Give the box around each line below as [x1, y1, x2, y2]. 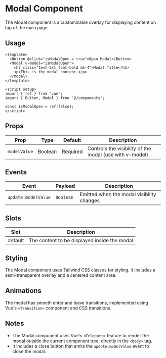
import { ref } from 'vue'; [5, 91, 63, 96]
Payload [55, 183, 75, 190]
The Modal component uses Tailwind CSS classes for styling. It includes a [5, 267, 156, 273]
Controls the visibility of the [87, 145, 152, 152]
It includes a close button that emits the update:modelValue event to [12, 343, 149, 349]
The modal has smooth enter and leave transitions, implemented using [5, 300, 148, 306]
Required [61, 148, 83, 155]
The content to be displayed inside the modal [29, 237, 133, 244]
